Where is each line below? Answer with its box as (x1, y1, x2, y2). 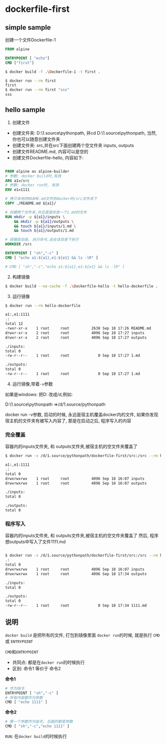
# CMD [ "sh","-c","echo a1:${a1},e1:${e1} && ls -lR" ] (5, 264, 125, 269)
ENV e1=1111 (5, 187, 30, 193)
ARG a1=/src (5, 178, 30, 183)
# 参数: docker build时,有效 (5, 173, 62, 179)
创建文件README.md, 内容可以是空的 (12, 149, 88, 154)
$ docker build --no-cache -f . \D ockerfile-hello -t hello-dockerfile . (5, 284, 158, 289)
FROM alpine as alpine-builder (5, 169, 70, 174)
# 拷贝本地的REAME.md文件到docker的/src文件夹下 (5, 197, 97, 201)
